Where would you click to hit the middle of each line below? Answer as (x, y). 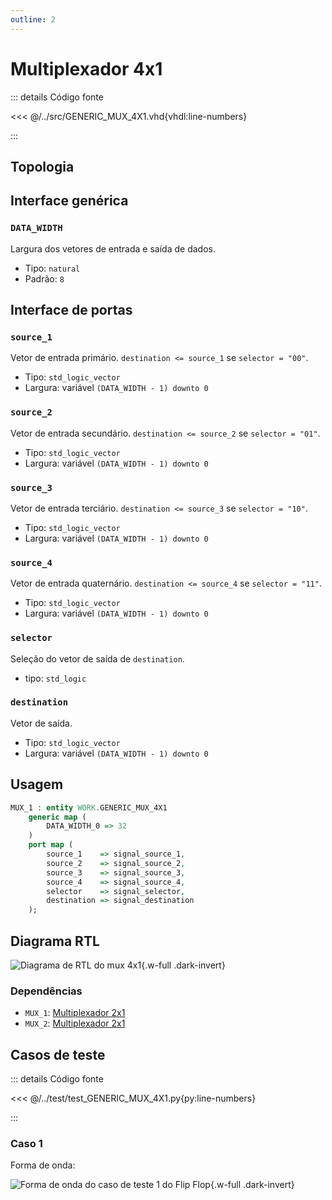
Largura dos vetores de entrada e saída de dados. (113, 248)
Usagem (37, 784)
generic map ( (57, 817)
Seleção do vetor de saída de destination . (97, 658)
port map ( (51, 845)
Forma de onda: (43, 1165)
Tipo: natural (52, 268)
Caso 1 (26, 1143)
